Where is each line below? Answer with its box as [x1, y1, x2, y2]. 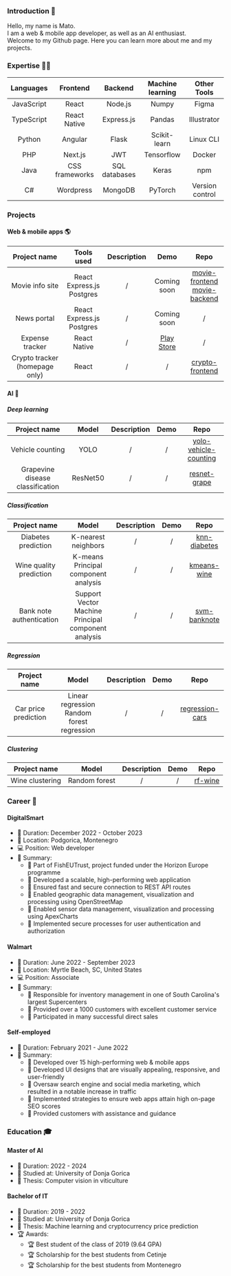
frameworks [54, 169, 94, 179]
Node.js [106, 99, 132, 109]
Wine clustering [10, 776, 62, 786]
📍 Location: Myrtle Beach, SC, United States [16, 965, 142, 974]
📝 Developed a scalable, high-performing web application [27, 876, 191, 884]
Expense [21, 333, 49, 343]
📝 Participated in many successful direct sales [27, 1012, 158, 1021]
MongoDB [102, 185, 135, 195]
